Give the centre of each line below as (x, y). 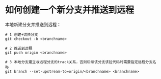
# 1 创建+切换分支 (22, 35)
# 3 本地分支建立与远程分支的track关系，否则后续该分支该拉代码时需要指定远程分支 (79, 62)
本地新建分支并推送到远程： (33, 24)
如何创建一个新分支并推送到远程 (70, 10)
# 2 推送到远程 (19, 48)
